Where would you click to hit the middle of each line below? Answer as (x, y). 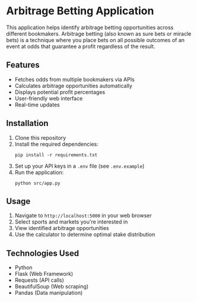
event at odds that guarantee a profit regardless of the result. (81, 46)
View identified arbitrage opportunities (62, 228)
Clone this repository (40, 137)
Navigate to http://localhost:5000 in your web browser (83, 216)
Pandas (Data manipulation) (49, 293)
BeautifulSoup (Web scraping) (52, 287)
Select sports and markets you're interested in (71, 222)
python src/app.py (37, 183)
